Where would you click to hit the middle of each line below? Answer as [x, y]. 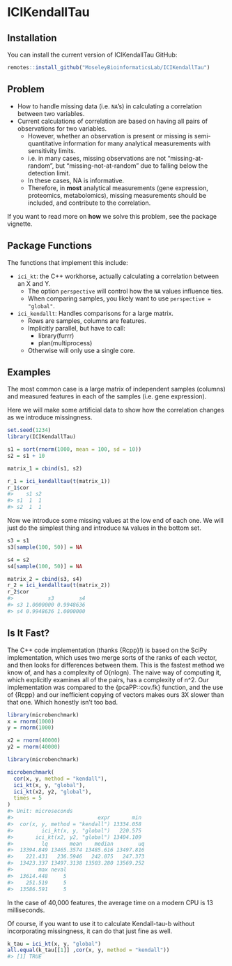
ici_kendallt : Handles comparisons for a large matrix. [95, 313]
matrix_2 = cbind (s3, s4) [45, 579]
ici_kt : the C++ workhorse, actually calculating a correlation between [118, 276]
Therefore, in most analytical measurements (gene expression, [118, 188]
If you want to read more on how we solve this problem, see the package [112, 216]
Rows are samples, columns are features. [87, 320]
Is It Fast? [29, 633]
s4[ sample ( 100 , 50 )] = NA [45, 566]
